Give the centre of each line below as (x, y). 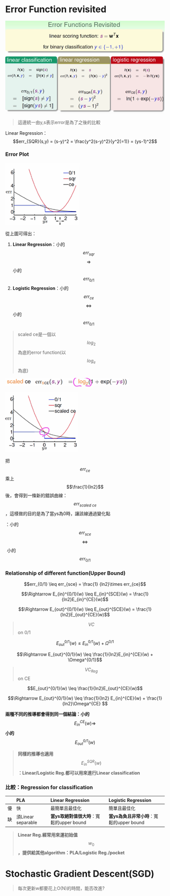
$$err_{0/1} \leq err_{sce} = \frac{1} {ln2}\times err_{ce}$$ (85, 584)
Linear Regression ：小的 (39, 244)
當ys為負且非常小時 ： (131, 816)
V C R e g (91, 670)
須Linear (25, 817)
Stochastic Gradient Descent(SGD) (80, 874)
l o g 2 (91, 343)
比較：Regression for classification (49, 787)
